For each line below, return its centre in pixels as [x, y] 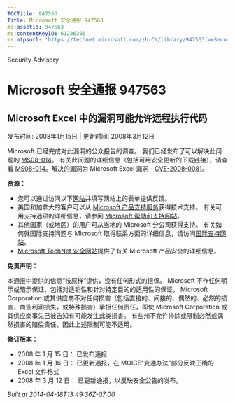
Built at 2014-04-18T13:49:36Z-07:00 [61, 395]
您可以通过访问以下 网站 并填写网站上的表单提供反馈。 [94, 198]
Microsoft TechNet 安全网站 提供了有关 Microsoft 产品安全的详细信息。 [119, 251]
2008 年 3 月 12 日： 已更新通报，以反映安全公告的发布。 [100, 381]
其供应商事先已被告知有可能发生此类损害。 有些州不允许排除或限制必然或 [112, 316]
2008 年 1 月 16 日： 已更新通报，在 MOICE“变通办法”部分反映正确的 [116, 363]
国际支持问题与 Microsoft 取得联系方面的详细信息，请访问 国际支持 [125, 234]
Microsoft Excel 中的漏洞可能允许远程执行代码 [107, 118]
